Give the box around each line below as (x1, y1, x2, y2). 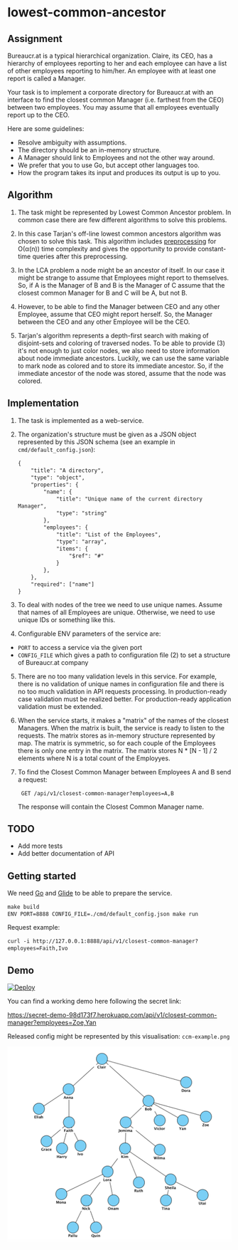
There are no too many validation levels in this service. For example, (17, 672, 217, 681)
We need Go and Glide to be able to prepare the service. (7, 889, 173, 898)
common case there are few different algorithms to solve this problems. (17, 215, 227, 224)
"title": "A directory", (31, 467, 104, 474)
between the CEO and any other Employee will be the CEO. (17, 317, 190, 326)
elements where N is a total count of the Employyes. (17, 754, 171, 762)
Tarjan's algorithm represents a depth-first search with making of (17, 331, 210, 340)
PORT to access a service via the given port (17, 643, 143, 651)
